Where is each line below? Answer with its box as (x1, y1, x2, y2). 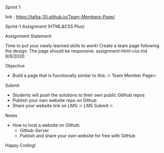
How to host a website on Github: (12, 122, 81, 128)
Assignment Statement (5, 33, 52, 39)
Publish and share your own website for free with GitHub (19, 133, 135, 139)
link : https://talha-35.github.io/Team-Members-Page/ (5, 14, 115, 19)
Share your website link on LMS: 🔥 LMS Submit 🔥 (12, 103, 113, 108)
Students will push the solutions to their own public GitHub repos (12, 92, 145, 98)
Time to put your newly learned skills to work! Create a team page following (5, 43, 160, 49)
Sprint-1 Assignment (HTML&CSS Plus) (5, 23, 85, 29)
